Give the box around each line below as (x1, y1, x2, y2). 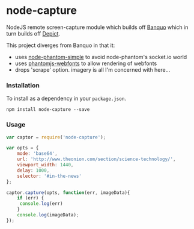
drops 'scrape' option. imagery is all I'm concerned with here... (14, 66, 171, 73)
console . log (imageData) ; (17, 212, 79, 218)
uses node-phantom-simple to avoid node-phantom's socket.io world (14, 53, 187, 60)
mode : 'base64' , (17, 151, 58, 157)
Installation (6, 81, 40, 89)
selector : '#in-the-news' (17, 173, 82, 179)
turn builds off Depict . (6, 30, 61, 37)
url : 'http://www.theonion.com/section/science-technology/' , (17, 156, 176, 163)
